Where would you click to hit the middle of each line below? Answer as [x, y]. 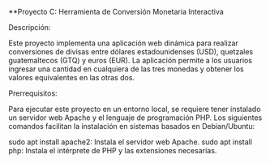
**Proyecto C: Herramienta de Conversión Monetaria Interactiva [116, 12]
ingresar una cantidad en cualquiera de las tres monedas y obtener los [126, 69]
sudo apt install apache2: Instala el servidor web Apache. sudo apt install [131, 142]
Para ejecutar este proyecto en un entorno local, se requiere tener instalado [135, 109]
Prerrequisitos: [33, 93]
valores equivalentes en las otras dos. [72, 77]
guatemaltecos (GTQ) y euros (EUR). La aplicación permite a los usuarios [131, 60]
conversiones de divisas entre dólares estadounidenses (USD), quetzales [131, 51]
